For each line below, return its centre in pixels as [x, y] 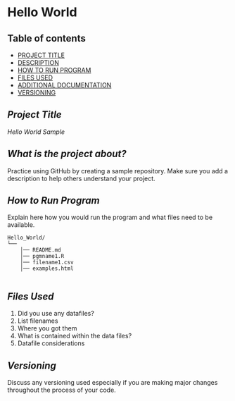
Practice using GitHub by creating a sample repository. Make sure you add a [118, 171]
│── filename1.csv [47, 263]
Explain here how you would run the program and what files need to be [110, 217]
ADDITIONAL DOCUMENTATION [64, 85]
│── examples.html [47, 269]
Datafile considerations [51, 343]
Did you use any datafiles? [56, 314]
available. [21, 225]
